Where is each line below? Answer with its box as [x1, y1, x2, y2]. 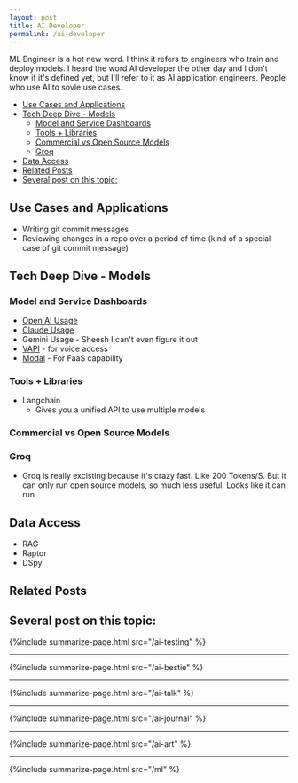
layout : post [9, 12, 58, 22]
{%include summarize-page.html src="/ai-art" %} [9, 739, 192, 749]
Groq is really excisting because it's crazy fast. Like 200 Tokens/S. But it [21, 471, 286, 482]
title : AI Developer [9, 21, 86, 30]
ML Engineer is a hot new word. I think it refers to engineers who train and [9, 54, 279, 65]
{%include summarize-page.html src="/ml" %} [9, 764, 180, 775]
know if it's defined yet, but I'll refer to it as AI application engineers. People [9, 73, 286, 83]
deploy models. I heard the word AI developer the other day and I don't [9, 63, 268, 74]
